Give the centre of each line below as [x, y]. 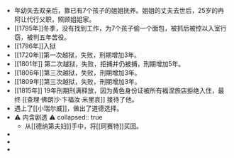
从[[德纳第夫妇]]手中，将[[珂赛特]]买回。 [84, 126]
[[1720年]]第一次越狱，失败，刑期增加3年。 [77, 55]
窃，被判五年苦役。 [42, 37]
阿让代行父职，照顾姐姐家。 [55, 19]
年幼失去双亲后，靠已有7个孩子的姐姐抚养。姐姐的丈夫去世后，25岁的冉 [119, 10]
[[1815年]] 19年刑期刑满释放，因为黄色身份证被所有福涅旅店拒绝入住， [116, 90]
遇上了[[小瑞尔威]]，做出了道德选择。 [68, 108]
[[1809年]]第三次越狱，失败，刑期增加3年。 [77, 81]
